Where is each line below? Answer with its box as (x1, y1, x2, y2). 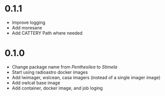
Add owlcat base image (11, 80, 61, 86)
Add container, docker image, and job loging (11, 85, 103, 91)
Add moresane (11, 24, 43, 30)
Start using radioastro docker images (11, 69, 88, 75)
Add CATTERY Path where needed (11, 30, 83, 36)
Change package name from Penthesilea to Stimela (11, 64, 118, 70)
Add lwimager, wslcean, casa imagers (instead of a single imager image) (11, 74, 161, 80)
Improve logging (11, 19, 46, 25)
